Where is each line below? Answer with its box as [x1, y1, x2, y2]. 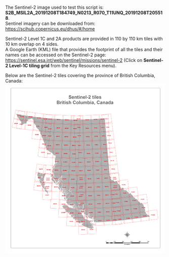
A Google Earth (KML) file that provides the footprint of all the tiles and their [5, 47, 163, 52]
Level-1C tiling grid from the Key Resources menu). [9, 63, 117, 68]
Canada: [5, 78, 23, 84]
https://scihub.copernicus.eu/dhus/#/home [5, 26, 95, 32]
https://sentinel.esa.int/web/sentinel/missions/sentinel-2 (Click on [5, 57, 143, 63]
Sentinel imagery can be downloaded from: [5, 20, 95, 26]
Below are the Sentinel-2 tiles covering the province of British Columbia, [5, 72, 155, 78]
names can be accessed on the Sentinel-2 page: [5, 52, 106, 58]
